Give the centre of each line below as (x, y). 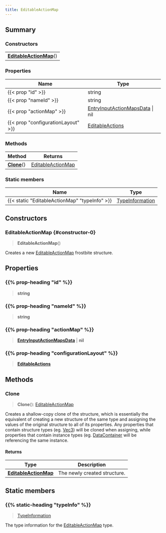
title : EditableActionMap (32, 10)
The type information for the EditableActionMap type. (59, 525)
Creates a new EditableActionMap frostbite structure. (59, 253)
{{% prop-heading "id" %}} (39, 282)
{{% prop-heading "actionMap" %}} (50, 329)
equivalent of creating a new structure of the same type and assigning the (80, 420)
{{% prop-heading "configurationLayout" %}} (62, 353)
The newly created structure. (92, 473)
